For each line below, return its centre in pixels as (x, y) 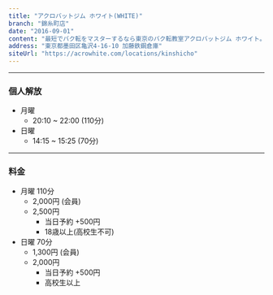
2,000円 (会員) (56, 201)
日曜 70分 (36, 241)
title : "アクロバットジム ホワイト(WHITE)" (76, 16)
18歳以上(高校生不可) (79, 232)
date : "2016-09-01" (41, 31)
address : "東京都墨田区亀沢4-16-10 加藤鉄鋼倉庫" (85, 46)
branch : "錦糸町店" (39, 24)
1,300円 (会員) (56, 252)
